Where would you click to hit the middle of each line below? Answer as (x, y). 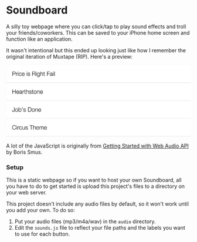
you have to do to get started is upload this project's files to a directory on (96, 186)
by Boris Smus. (24, 152)
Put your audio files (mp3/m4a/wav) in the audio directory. (85, 221)
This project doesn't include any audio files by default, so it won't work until (98, 204)
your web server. (26, 192)
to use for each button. (42, 234)
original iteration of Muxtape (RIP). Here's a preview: (69, 56)
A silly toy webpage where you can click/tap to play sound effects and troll (96, 26)
